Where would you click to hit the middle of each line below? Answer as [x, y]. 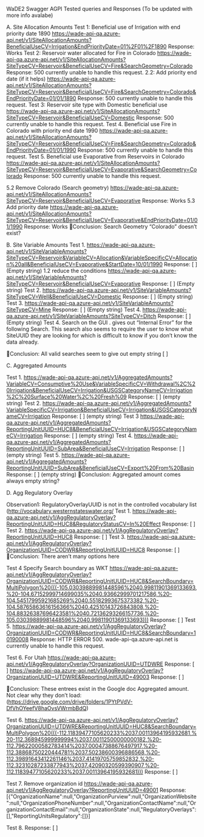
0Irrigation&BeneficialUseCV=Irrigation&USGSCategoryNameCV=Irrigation [100, 390]
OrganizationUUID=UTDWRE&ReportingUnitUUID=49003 [78, 677]
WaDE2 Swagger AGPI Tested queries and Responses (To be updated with [100, 9]
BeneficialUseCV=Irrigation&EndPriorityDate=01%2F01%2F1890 [87, 46]
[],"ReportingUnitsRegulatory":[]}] [48, 816]
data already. [23, 342]
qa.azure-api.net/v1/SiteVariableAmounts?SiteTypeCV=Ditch [81, 316]
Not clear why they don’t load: [44, 695]
